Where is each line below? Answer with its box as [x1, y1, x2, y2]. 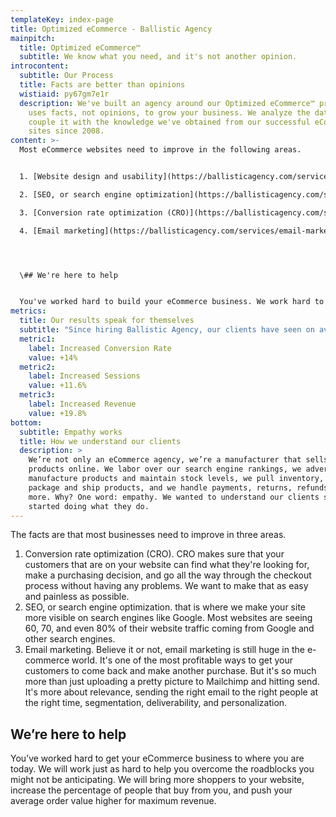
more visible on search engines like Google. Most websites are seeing [24, 612, 313, 624]
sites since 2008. [28, 126, 105, 136]
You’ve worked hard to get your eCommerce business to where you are [10, 752, 305, 765]
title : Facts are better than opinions [19, 80, 186, 90]
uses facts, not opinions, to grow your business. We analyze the [28, 107, 311, 118]
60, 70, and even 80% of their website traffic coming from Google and [24, 622, 315, 635]
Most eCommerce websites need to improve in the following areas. [19, 145, 302, 155]
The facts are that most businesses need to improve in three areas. [10, 529, 287, 541]
